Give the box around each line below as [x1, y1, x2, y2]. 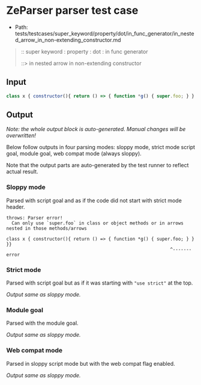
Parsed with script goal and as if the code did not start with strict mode [6, 197, 182, 204]
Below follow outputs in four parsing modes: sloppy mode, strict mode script [6, 144, 196, 151]
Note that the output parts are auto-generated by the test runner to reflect [6, 162, 189, 169]
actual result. [6, 168, 38, 175]
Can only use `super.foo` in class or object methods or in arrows [11, 220, 184, 226]
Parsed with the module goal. [6, 319, 79, 327]
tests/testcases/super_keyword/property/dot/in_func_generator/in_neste [14, 29, 194, 37]
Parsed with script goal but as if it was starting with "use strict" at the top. [6, 279, 193, 286]
